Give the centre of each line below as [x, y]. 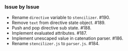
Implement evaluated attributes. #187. [49, 33]
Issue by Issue [22, 7]
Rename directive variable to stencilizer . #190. [61, 18]
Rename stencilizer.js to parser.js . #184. [55, 44]
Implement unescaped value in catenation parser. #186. [67, 38]
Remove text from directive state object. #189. [59, 23]
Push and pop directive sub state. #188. [51, 28]
